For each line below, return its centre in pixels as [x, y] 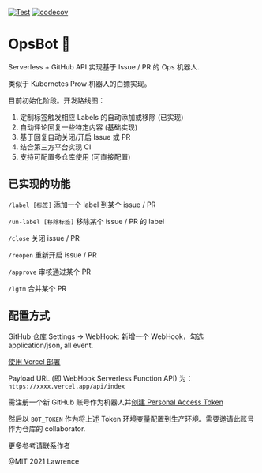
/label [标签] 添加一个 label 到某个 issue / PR [82, 205]
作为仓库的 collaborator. [47, 428]
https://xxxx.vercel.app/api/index [67, 386]
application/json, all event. [51, 345]
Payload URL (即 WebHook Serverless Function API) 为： [101, 378]
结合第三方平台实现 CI [55, 147]
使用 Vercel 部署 [34, 361]
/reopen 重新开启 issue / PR [52, 255]
